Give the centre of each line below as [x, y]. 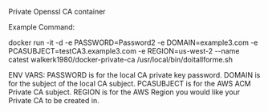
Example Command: [42, 27]
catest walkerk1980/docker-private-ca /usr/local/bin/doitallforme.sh [120, 60]
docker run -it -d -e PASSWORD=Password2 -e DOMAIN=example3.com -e [133, 42]
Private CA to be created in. [54, 100]
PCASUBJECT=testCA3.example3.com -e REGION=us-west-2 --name [124, 51]
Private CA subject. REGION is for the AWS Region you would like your [124, 92]
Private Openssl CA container [57, 12]
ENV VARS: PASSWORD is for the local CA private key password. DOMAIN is [134, 75]
